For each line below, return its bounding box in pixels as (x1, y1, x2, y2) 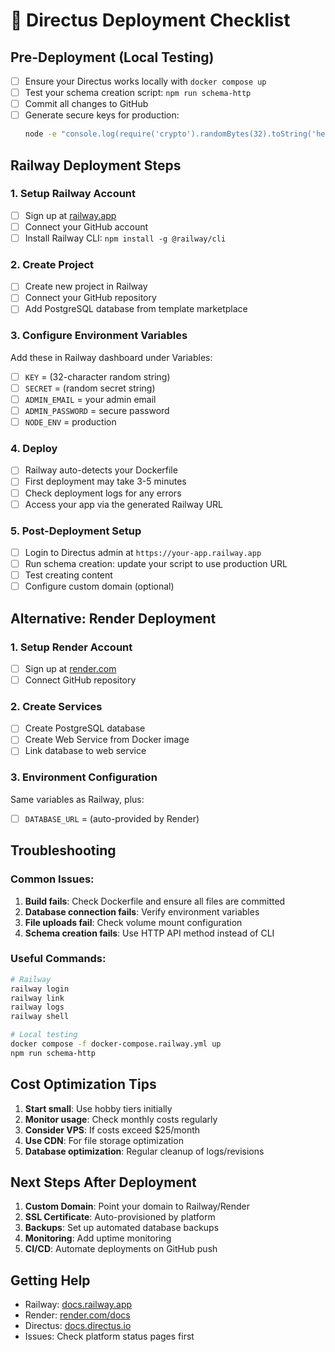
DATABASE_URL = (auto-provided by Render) (24, 812, 200, 824)
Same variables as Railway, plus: (10, 793, 145, 805)
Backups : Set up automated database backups (24, 1222, 220, 1234)
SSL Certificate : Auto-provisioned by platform (24, 1211, 216, 1223)
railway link (10, 993, 65, 1003)
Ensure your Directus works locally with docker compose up (24, 75, 267, 87)
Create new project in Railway (24, 280, 148, 293)
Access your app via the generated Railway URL (24, 498, 224, 510)
